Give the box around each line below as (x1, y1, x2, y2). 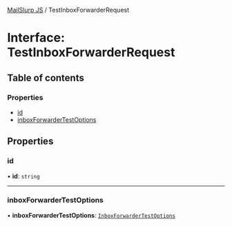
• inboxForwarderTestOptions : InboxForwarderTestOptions (7, 211, 176, 219)
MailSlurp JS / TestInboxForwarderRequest (7, 6, 130, 14)
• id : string (7, 172, 40, 180)
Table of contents (7, 72, 84, 83)
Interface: (7, 30, 66, 45)
